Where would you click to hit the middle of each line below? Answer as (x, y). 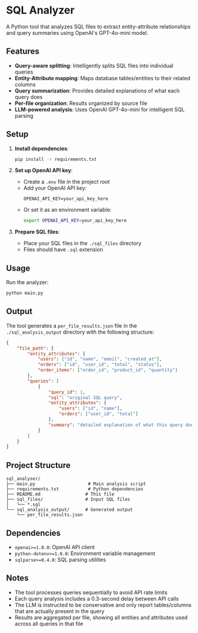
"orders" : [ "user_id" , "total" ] (98, 414)
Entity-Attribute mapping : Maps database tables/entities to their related (102, 78)
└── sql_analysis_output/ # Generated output (70, 510)
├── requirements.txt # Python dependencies (75, 489)
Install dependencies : (42, 149)
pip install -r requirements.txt (56, 159)
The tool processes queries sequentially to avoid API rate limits (91, 592)
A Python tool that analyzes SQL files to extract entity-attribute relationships (98, 27)
